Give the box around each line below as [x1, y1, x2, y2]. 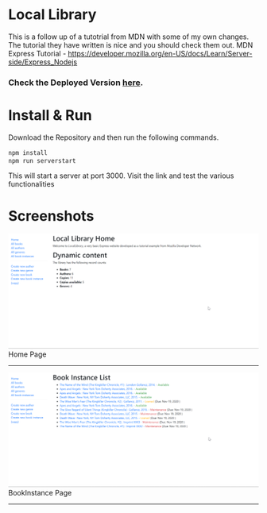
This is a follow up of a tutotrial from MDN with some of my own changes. [8, 32, 250, 41]
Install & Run [8, 106, 93, 125]
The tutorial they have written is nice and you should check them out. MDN [8, 40, 253, 49]
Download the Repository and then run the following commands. [8, 133, 219, 142]
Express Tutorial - [8, 48, 67, 58]
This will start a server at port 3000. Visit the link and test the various [8, 171, 234, 180]
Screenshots [8, 206, 95, 225]
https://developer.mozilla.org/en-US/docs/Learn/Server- [68, 48, 253, 58]
